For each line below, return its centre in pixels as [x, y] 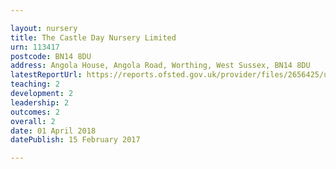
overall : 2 [33, 121]
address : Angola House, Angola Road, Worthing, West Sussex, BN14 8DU [160, 66]
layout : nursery [44, 28]
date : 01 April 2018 [53, 131]
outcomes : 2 [35, 112]
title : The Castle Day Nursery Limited [93, 37]
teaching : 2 [35, 84]
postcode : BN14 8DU [51, 56]
